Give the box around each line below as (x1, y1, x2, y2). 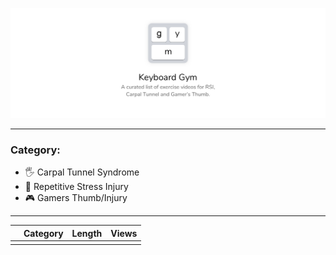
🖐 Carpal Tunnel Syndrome (24, 166, 140, 178)
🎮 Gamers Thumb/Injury (24, 192, 128, 203)
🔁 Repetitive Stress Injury (24, 181, 129, 192)
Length (71, 227, 103, 239)
